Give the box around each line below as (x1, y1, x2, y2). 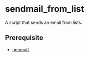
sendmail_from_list (5, 3, 85, 15)
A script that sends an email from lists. (5, 19, 82, 25)
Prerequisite (5, 34, 44, 42)
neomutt (12, 46, 29, 52)
